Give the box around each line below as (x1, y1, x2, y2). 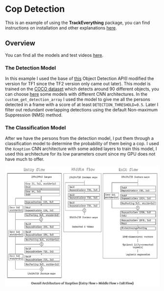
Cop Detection (5, 3, 65, 15)
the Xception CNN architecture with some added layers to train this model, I (5, 146, 157, 152)
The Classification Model (5, 124, 66, 131)
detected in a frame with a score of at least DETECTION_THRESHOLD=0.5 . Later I (5, 102, 159, 107)
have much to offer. (5, 156, 45, 162)
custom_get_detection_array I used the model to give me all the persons (5, 97, 150, 103)
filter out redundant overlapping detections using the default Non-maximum (5, 107, 158, 113)
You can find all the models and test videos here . (5, 52, 104, 58)
